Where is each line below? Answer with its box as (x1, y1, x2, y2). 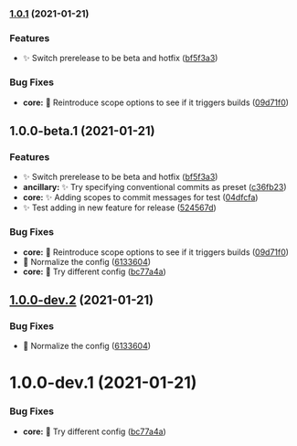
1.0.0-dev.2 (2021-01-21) (9, 292, 154, 308)
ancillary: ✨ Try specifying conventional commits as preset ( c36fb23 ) (22, 182, 287, 193)
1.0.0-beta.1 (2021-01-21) (9, 122, 155, 139)
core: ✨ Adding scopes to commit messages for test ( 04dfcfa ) (22, 192, 259, 203)
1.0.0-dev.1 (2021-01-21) (9, 373, 197, 393)
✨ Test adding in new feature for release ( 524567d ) (22, 202, 217, 213)
